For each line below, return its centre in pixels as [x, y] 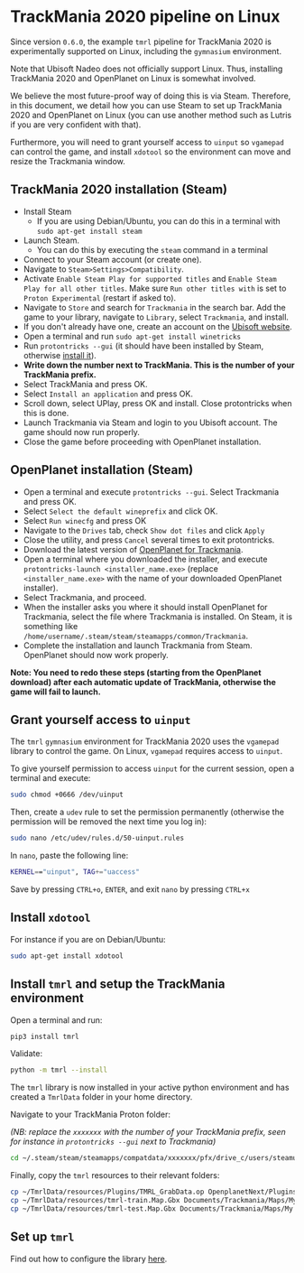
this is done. [46, 413]
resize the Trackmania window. [68, 161]
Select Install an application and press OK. [108, 394]
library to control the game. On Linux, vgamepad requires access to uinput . [147, 751]
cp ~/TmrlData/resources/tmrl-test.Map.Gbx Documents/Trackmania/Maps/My [152, 1208]
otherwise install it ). [60, 355]
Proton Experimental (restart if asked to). [100, 297]
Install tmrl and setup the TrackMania [118, 985]
